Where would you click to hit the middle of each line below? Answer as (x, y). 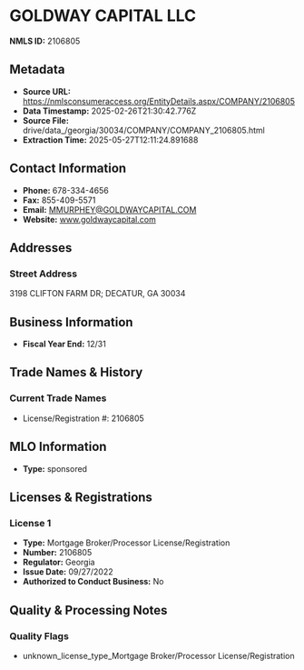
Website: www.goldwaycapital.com (89, 219)
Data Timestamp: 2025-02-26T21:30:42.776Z (109, 111)
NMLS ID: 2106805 (45, 41)
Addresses (41, 248)
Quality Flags (39, 635)
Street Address (44, 274)
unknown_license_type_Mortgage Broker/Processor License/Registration (158, 655)
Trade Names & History (76, 372)
